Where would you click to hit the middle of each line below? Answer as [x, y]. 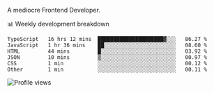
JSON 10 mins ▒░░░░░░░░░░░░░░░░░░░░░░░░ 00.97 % [107, 58]
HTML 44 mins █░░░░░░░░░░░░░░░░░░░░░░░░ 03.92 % [107, 51]
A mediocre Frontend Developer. [54, 10]
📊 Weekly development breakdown [58, 24]
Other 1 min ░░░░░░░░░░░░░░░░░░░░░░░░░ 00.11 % [107, 69]
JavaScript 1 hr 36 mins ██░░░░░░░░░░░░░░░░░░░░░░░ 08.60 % [107, 45]
